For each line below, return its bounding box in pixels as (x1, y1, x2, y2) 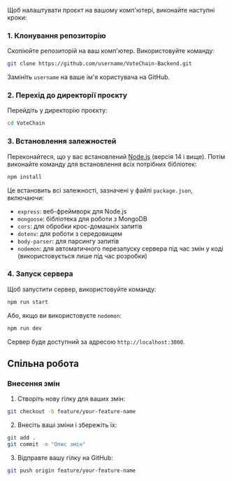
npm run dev (7, 325, 42, 332)
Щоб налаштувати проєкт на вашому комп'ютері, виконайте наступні (7, 6, 215, 14)
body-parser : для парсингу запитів (17, 237, 119, 245)
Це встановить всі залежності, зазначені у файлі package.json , (7, 186, 194, 195)
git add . (7, 434, 36, 442)
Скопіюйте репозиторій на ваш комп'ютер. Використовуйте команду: (7, 47, 215, 55)
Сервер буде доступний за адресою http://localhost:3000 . (7, 337, 185, 346)
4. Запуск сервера (7, 269, 73, 279)
